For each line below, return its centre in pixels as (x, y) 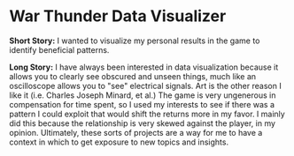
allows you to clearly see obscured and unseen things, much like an (133, 76)
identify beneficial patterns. (59, 49)
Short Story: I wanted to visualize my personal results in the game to (135, 41)
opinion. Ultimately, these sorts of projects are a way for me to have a (136, 132)
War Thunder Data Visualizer (118, 16)
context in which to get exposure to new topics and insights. (119, 142)
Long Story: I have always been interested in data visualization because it (144, 67)
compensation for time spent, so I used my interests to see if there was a (142, 104)
